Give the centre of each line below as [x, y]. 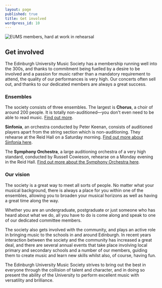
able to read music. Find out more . [39, 118]
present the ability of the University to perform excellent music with [72, 275]
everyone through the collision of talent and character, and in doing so [75, 270]
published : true [21, 14]
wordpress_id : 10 [22, 23]
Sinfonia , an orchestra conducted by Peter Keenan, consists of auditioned [79, 127]
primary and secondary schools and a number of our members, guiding [76, 250]
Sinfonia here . [19, 142]
